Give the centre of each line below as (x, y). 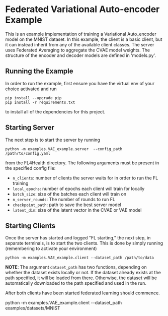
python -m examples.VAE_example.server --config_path (64, 149)
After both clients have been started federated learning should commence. (82, 293)
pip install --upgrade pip (33, 98)
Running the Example (39, 71)
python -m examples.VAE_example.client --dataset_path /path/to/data (80, 258)
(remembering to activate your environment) (51, 248)
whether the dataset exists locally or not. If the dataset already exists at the (83, 273)
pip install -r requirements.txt (40, 102)
